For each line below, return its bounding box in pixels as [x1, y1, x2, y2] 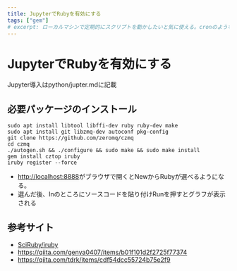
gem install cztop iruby [7, 153, 80, 160]
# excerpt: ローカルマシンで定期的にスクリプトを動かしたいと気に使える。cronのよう [7, 23, 228, 30]
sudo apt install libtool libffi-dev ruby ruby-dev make [7, 122, 178, 130]
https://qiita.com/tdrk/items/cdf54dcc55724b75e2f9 [17, 255, 171, 264]
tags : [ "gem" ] [7, 17, 49, 24]
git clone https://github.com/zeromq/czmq [7, 134, 134, 141]
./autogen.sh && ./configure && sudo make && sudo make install [7, 147, 200, 154]
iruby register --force [7, 159, 78, 166]
